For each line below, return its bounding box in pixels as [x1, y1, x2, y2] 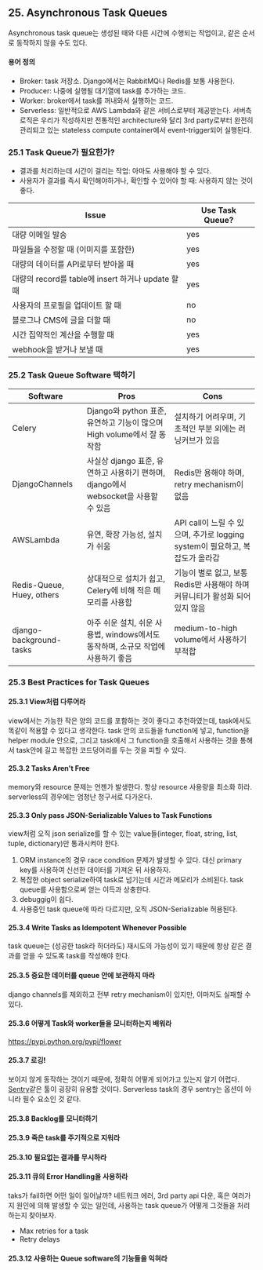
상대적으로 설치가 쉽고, [86, 573, 166, 584]
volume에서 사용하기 [174, 633, 247, 644]
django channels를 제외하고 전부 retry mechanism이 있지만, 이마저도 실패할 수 [8, 989, 251, 999]
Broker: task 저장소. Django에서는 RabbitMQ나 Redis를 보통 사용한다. [19, 76, 235, 86]
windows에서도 [105, 629, 160, 640]
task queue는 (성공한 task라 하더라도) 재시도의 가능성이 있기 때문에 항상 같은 [8, 941, 244, 951]
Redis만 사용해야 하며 [174, 578, 250, 589]
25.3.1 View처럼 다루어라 [8, 697, 86, 706]
